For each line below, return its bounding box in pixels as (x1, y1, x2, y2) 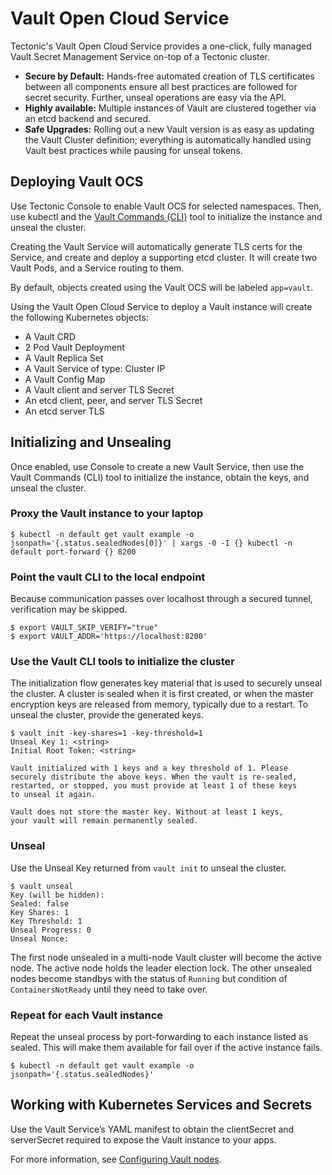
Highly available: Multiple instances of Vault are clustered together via (24, 102, 317, 114)
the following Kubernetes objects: (10, 311, 149, 323)
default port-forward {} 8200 (10, 547, 137, 557)
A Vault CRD (24, 330, 76, 342)
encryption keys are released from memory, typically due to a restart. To (10, 698, 309, 711)
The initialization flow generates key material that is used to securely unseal (10, 677, 323, 689)
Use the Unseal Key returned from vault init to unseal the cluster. (10, 862, 287, 874)
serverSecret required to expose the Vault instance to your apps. (10, 1133, 277, 1146)
